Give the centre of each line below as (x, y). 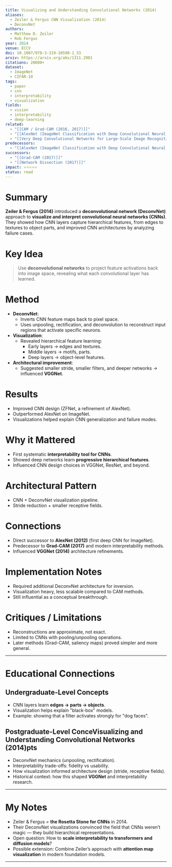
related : (15, 124)
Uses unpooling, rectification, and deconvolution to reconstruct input (93, 325)
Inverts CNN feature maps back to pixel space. (70, 319)
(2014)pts (21, 748)
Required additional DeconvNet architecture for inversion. (73, 586)
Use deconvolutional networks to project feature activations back (88, 268)
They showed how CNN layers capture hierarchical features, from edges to (84, 222)
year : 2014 (17, 44)
